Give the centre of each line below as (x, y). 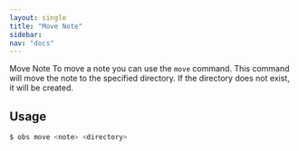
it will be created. (42, 88)
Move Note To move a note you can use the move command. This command (149, 69)
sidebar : (26, 34)
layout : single (38, 18)
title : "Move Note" (46, 26)
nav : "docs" (32, 43)
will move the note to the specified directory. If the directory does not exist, (149, 79)
